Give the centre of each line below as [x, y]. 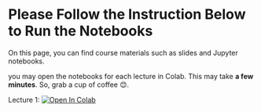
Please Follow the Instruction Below [127, 14]
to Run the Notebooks [81, 31]
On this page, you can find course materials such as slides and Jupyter [123, 52]
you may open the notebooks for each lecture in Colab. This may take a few [131, 76]
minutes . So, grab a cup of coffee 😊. [69, 85]
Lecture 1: [24, 99]
